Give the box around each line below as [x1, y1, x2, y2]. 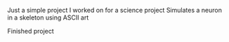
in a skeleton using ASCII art [7, 13, 89, 22]
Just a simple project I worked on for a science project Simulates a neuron [7, 6, 223, 14]
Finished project [7, 27, 54, 35]
